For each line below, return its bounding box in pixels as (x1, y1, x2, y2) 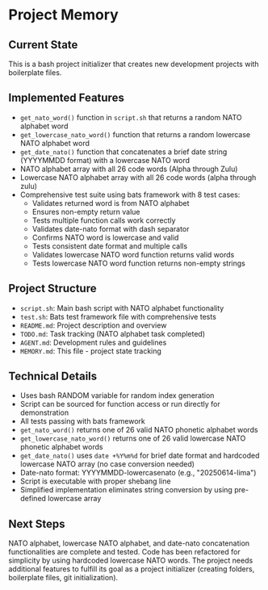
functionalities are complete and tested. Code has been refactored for (8, 547, 241, 557)
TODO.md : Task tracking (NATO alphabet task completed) (19, 328, 206, 338)
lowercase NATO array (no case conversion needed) (19, 459, 195, 469)
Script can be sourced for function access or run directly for (19, 400, 220, 409)
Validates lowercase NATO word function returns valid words (31, 249, 235, 259)
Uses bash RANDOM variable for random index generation (19, 391, 215, 400)
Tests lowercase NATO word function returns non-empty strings (31, 258, 246, 268)
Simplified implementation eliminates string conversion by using (19, 485, 232, 495)
